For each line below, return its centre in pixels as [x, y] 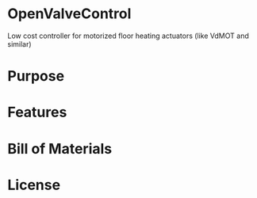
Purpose [36, 76]
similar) [20, 44]
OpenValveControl [69, 14]
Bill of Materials [60, 148]
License [34, 185]
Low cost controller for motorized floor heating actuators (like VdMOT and [128, 36]
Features [37, 112]
